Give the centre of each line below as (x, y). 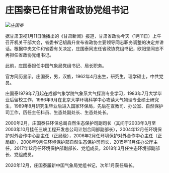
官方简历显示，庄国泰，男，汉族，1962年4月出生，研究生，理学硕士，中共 (82, 76)
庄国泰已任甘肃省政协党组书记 (67, 10)
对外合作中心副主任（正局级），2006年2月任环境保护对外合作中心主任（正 (86, 135)
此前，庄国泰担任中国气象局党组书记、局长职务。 (56, 66)
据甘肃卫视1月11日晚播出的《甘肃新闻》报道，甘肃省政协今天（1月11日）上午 (83, 36)
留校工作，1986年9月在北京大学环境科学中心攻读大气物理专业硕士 (82, 99)
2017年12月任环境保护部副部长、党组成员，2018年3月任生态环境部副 (85, 148)
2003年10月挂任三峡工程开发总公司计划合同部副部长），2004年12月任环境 (81, 129)
